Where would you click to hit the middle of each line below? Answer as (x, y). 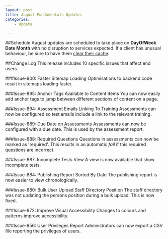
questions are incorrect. (30, 150)
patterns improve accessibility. (37, 216)
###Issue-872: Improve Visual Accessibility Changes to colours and (76, 211)
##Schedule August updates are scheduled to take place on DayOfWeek (81, 43)
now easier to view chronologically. (42, 180)
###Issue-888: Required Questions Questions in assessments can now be (82, 139)
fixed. (11, 201)
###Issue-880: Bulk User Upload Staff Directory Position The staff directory (84, 190)
